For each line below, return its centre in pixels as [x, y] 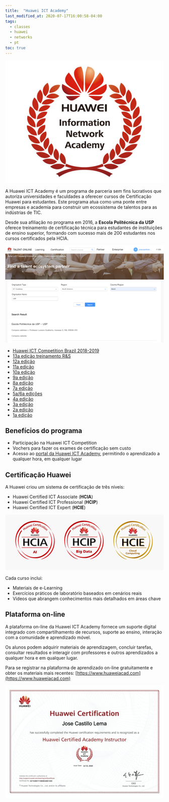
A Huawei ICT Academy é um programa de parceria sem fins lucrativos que [83, 191]
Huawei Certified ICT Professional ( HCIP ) [55, 502]
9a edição [23, 377]
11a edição [23, 366]
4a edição [23, 399]
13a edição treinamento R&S [42, 356]
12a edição [24, 361]
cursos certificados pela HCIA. [37, 238]
